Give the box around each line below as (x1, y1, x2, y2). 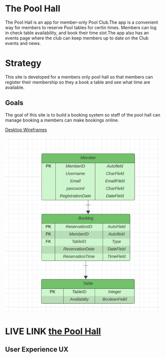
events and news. (5, 40, 41, 46)
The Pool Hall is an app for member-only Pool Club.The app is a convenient (5, 19, 158, 25)
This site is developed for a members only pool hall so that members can (5, 74, 153, 80)
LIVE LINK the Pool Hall (5, 325, 101, 337)
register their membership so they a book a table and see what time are (5, 79, 151, 85)
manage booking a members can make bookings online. (5, 117, 120, 123)
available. (5, 84, 25, 90)
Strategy (5, 58, 42, 69)
